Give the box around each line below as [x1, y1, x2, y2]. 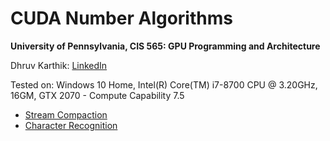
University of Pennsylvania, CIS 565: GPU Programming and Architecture [10, 40, 321, 52]
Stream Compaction [24, 108, 108, 121]
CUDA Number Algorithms [10, 7, 233, 30]
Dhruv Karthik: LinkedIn [10, 59, 108, 71]
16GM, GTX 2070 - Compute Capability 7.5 [10, 89, 185, 101]
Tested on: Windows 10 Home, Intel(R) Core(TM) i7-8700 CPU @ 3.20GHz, [10, 78, 318, 91]
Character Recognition [24, 119, 118, 131]
